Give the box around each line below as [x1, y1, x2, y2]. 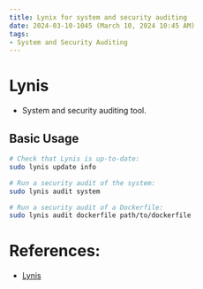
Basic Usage [9, 130, 79, 146]
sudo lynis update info [9, 162, 97, 171]
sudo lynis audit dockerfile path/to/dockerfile [9, 211, 192, 220]
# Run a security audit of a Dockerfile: [9, 203, 164, 212]
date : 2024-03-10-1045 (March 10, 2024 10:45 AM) [9, 21, 196, 30]
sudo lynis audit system [9, 187, 101, 196]
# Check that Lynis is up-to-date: [9, 154, 140, 163]
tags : [9, 29, 29, 38]
